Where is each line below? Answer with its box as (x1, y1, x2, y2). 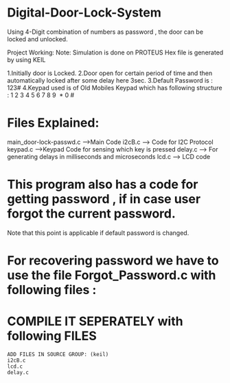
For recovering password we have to (7, 253, 220, 268)
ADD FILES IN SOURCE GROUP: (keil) (7, 351, 109, 358)
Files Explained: (7, 115, 100, 131)
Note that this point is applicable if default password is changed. (7, 229, 189, 237)
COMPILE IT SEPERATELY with (7, 313, 183, 329)
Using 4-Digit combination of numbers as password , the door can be (7, 28, 204, 36)
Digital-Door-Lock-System (7, 5, 161, 21)
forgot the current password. (7, 206, 176, 222)
